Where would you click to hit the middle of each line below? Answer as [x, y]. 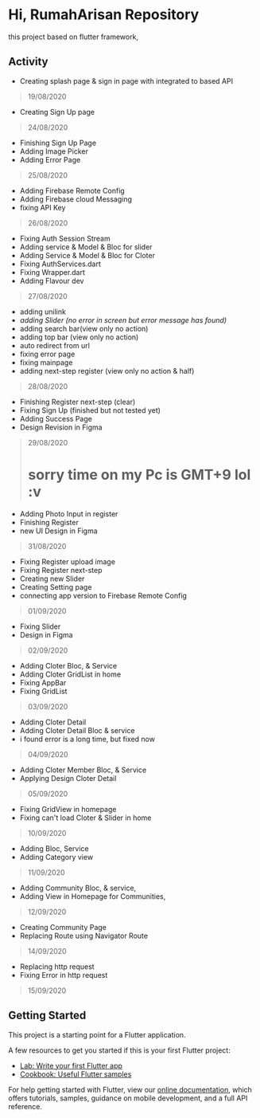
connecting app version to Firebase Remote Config [103, 595]
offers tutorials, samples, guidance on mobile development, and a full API [128, 1098]
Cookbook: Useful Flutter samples [76, 1074]
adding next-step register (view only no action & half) [107, 371]
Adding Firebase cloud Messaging [76, 199]
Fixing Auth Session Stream [65, 238]
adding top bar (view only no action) [79, 337]
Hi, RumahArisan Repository [104, 15]
